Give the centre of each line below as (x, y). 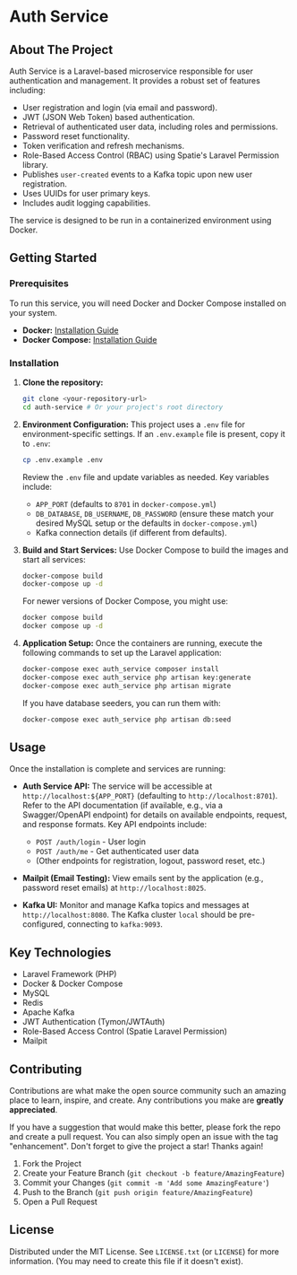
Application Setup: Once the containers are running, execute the (142, 643)
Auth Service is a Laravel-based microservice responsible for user (131, 71)
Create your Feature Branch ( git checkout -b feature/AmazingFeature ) (153, 1174)
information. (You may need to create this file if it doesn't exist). (127, 1261)
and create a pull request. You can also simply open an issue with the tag (144, 1137)
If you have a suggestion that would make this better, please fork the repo (145, 1127)
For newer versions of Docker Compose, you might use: (125, 601)
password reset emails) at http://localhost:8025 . (114, 888)
